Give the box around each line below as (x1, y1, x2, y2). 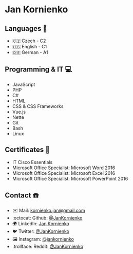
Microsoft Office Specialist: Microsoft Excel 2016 (12, 170, 116, 176)
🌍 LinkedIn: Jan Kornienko (12, 221, 70, 227)
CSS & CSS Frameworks (12, 103, 64, 109)
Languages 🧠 (5, 24, 47, 33)
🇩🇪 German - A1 (12, 49, 48, 55)
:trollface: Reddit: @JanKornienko (12, 243, 83, 250)
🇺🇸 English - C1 (12, 44, 47, 49)
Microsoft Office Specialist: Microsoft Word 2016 (12, 165, 116, 171)
